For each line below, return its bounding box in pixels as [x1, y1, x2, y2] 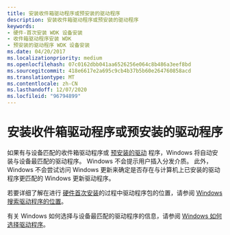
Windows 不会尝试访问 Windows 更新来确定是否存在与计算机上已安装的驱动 [7, 165, 220, 173]
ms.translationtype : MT [7, 73, 75, 81]
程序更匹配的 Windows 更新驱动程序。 [7, 174, 115, 182]
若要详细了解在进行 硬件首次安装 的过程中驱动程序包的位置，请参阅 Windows [7, 188, 222, 197]
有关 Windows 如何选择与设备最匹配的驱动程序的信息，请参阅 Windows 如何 [7, 212, 222, 220]
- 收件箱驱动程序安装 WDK [7, 36, 72, 42]
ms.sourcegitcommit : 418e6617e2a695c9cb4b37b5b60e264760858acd [7, 67, 192, 74]
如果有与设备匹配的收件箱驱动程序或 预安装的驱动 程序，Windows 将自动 [7, 148, 212, 156]
